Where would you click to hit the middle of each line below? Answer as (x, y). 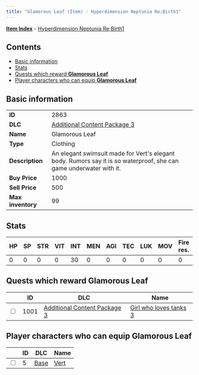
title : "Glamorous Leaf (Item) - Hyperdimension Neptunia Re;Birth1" (94, 12)
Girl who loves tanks (158, 307)
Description (26, 161)
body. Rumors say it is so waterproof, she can (115, 161)
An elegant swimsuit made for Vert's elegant (113, 154)
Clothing (63, 144)
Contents (24, 47)
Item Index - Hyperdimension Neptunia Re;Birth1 (65, 28)
